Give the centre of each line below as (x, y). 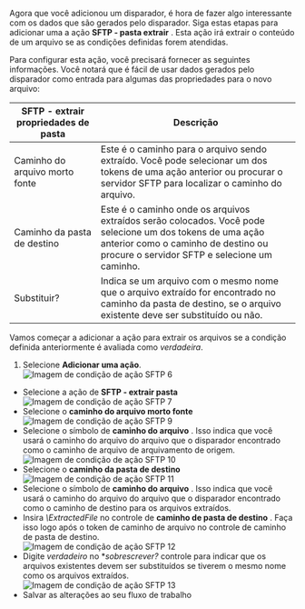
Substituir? (37, 298)
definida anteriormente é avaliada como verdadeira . (107, 347)
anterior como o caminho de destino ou (184, 243)
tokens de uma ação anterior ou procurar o (192, 172)
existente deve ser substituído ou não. (182, 315)
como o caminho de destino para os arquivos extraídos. (127, 508)
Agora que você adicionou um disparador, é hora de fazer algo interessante (151, 13)
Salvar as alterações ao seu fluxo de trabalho (107, 595)
